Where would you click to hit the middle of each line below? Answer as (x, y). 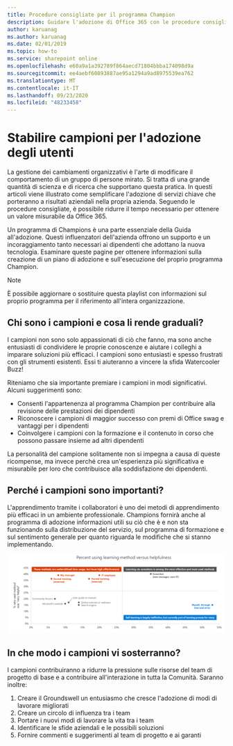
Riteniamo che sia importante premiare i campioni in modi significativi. (107, 382)
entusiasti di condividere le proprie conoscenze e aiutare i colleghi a (105, 347)
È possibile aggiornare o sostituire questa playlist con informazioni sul (107, 294)
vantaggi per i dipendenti (53, 425)
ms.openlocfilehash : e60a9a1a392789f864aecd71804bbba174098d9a (101, 66)
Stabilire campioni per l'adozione (104, 138)
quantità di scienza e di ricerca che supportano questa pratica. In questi (110, 187)
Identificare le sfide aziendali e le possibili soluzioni (90, 727)
